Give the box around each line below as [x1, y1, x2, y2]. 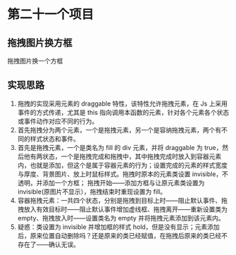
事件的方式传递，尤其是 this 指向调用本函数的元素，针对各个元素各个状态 [17, 108, 230, 116]
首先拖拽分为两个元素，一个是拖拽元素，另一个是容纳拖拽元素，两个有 [17, 125, 222, 134]
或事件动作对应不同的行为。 [17, 117, 99, 125]
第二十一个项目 [7, 6, 94, 23]
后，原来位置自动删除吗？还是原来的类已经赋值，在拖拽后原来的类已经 [17, 231, 222, 240]
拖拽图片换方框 [7, 37, 73, 49]
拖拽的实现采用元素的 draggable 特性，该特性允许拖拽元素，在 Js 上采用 [17, 99, 228, 108]
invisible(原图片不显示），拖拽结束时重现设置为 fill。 [17, 187, 167, 196]
